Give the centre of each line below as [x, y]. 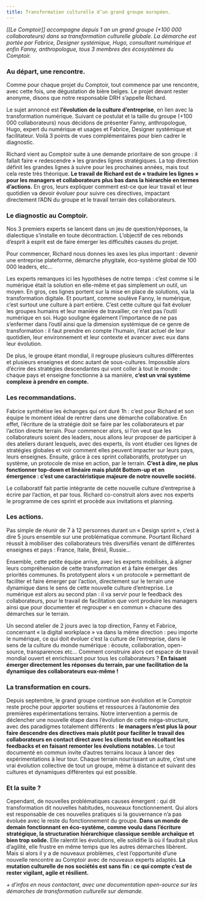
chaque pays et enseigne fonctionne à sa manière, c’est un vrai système [99, 375]
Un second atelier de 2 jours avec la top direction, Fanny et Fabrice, [92, 625]
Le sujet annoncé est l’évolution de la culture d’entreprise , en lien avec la [100, 109]
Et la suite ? [24, 788]
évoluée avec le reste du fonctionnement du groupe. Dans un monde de [97, 821]
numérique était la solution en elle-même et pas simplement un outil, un [97, 285]
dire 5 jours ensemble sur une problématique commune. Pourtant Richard [99, 536]
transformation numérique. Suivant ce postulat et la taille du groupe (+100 [99, 116]
